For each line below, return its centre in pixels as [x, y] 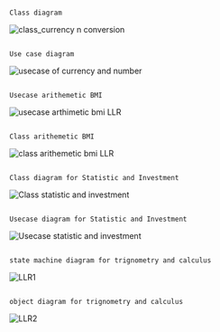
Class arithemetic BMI [52, 137]
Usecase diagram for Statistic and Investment [98, 219]
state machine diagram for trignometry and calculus [110, 261]
